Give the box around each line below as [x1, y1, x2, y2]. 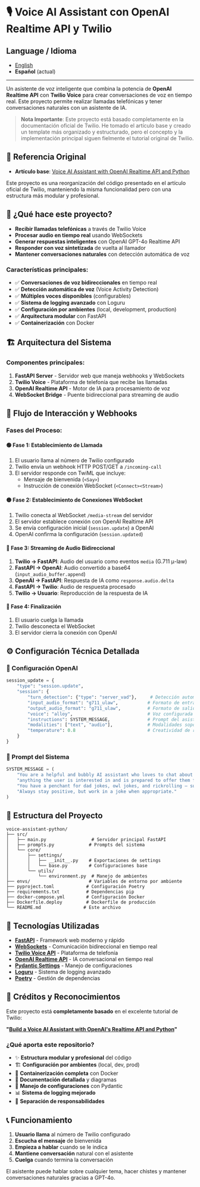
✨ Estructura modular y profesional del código [14, 1054, 132, 1061]
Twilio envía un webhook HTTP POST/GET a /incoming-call [14, 463, 162, 471]
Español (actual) [14, 68, 56, 75]
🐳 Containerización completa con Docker [14, 1069, 118, 1077]
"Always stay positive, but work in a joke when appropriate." [17, 789, 177, 795]
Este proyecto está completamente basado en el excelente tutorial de [6, 1007, 179, 1015]
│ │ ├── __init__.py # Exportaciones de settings [6, 858, 161, 864]
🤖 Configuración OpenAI [6, 664, 79, 672]
